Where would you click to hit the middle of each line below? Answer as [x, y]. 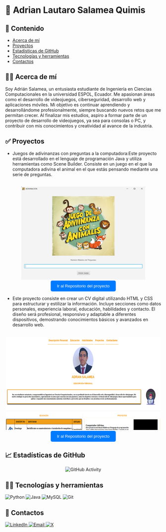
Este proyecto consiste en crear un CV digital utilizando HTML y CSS [83, 298]
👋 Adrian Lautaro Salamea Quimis [75, 10]
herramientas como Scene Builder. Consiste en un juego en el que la [82, 164]
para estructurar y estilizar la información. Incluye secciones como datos [87, 303]
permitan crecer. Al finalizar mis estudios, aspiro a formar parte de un [76, 115]
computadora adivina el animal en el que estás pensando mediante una [85, 169]
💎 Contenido [25, 29]
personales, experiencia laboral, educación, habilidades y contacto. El [83, 309]
